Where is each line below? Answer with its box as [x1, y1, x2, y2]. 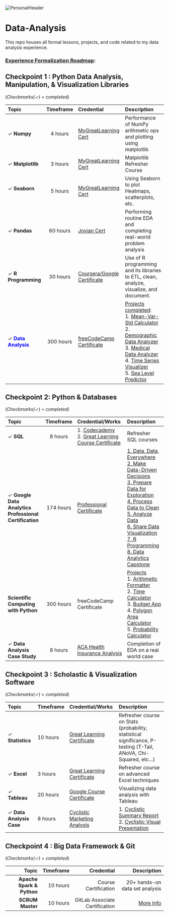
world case [127, 653, 153, 660]
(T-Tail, [136, 744, 154, 751]
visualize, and [125, 285, 157, 292]
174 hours [46, 504, 71, 511]
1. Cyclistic [118, 806, 145, 813]
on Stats [118, 718, 138, 725]
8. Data [127, 548, 144, 556]
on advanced [118, 770, 150, 777]
